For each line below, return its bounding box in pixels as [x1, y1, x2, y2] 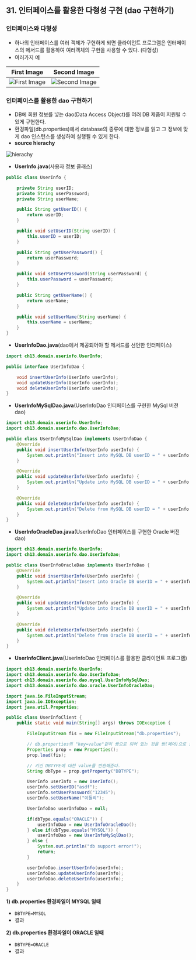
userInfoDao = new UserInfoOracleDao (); [37, 822, 137, 828]
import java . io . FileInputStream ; [6, 693, 87, 699]
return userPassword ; [27, 255, 80, 261]
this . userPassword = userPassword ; [27, 276, 114, 282]
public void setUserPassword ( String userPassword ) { [16, 271, 148, 277]
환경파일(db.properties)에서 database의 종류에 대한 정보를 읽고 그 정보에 [14, 125, 183, 132]
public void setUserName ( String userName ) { [16, 314, 127, 320]
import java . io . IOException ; [6, 699, 77, 705]
